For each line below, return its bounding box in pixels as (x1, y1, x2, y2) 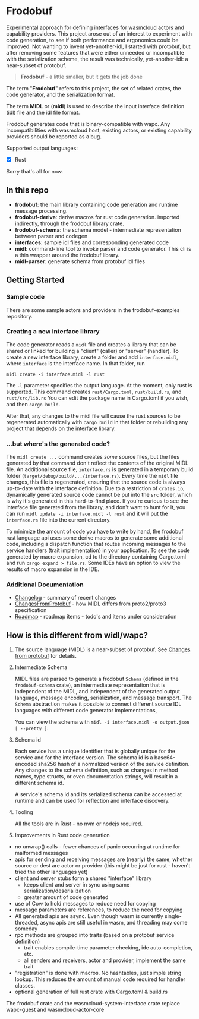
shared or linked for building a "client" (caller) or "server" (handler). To (6, 347, 179, 354)
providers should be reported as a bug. (6, 132, 102, 140)
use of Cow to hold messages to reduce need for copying (14, 900, 156, 907)
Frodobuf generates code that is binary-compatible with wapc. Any (6, 120, 170, 127)
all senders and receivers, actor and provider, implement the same (23, 957, 186, 964)
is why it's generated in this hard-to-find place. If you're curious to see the (6, 497, 188, 504)
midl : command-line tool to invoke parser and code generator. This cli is (14, 245, 191, 252)
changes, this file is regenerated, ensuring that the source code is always (6, 478, 186, 485)
